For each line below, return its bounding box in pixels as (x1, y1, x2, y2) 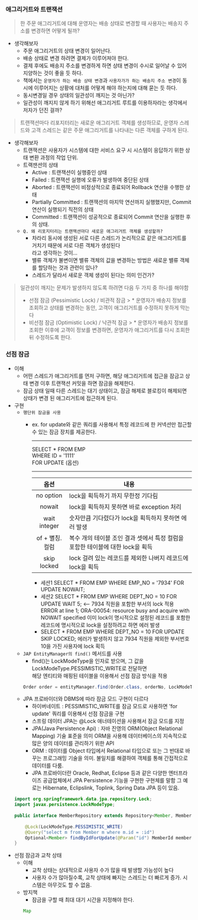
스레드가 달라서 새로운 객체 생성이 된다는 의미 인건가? (31, 272, 155, 279)
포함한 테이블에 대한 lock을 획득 (69, 543, 153, 551)
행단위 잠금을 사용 (22, 409, 61, 416)
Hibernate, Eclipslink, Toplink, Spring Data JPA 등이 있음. (43, 784, 180, 791)
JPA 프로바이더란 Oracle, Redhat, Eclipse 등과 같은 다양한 (31, 769, 167, 776)
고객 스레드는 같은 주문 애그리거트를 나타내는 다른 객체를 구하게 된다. (31, 126, 189, 134)
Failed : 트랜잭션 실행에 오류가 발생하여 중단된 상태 (31, 176, 149, 183)
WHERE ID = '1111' (31, 452, 75, 459)
